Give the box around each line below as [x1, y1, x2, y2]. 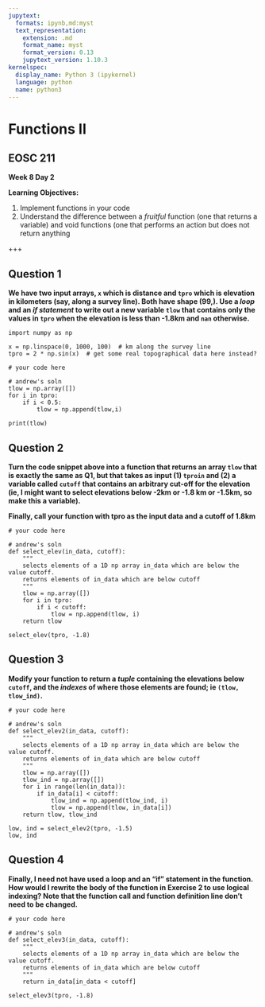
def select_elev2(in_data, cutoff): [8, 727, 129, 735]
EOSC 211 [8, 151, 56, 165]
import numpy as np [8, 329, 73, 337]
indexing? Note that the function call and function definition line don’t [8, 891, 243, 900]
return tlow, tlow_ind [22, 811, 98, 818]
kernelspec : [8, 64, 48, 72]
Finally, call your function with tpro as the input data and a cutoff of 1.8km [8, 511, 256, 521]
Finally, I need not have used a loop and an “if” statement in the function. [8, 874, 254, 884]
